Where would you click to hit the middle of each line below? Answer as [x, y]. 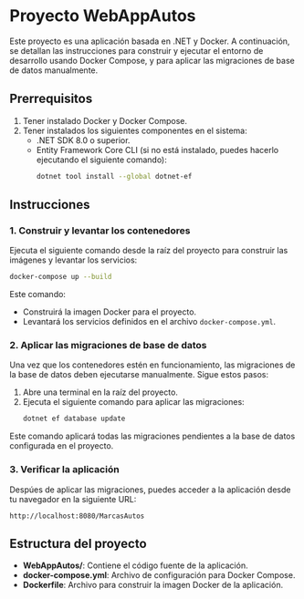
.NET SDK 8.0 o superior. [83, 140]
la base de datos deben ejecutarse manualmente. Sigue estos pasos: [139, 375]
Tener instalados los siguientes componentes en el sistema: [135, 130]
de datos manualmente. [54, 70]
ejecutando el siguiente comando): [101, 160]
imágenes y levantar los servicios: [73, 260]
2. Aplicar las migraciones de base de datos [108, 346]
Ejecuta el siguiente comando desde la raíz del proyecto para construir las [149, 251]
